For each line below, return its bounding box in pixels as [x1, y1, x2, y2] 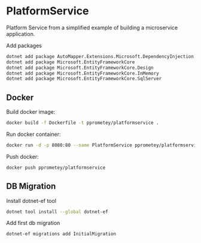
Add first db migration [6, 220, 60, 227]
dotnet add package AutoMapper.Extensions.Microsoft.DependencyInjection [6, 53, 194, 59]
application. [6, 30, 35, 37]
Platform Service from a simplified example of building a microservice [6, 24, 178, 31]
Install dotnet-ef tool [6, 197, 57, 204]
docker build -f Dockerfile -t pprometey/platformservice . [6, 120, 160, 126]
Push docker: [6, 153, 39, 160]
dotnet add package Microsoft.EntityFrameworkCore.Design [6, 65, 154, 71]
